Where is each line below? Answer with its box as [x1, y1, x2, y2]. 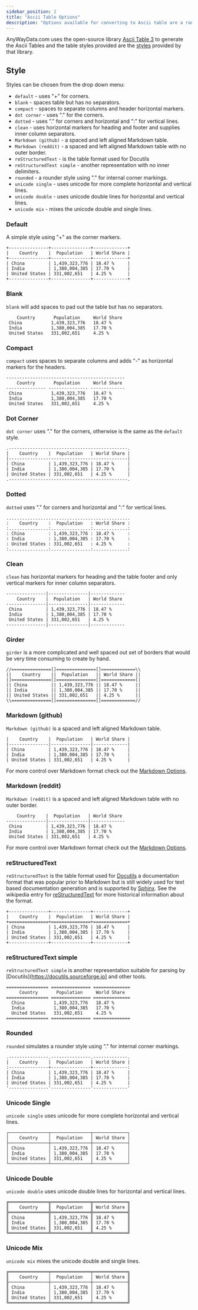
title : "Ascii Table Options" [6, 14, 81, 20]
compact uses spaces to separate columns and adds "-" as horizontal [6, 357, 173, 364]
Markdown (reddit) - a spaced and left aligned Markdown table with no [14, 143, 187, 150]
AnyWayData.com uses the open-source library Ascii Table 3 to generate [6, 36, 184, 43]
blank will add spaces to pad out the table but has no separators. [6, 303, 164, 310]
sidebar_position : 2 [6, 8, 57, 15]
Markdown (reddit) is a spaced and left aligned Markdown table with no [6, 795, 180, 802]
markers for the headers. [6, 364, 67, 371]
